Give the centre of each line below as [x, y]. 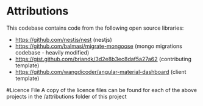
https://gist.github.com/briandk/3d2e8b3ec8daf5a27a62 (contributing [103, 59]
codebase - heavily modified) [52, 52]
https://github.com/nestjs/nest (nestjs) [63, 39]
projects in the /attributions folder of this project [66, 96]
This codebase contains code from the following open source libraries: [95, 28]
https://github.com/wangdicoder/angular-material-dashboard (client [101, 71]
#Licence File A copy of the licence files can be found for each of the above [101, 90]
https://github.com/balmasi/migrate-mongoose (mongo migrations [99, 46]
